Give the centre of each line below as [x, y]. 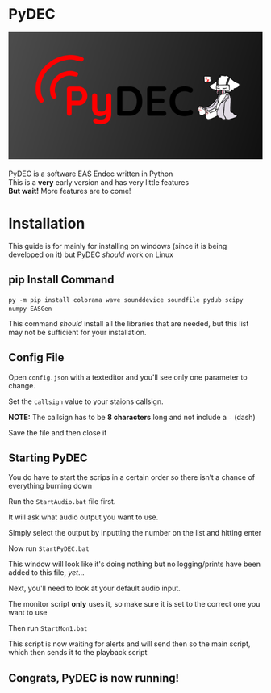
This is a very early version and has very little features [99, 182]
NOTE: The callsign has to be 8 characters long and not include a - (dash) [132, 417]
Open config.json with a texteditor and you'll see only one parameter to [128, 377]
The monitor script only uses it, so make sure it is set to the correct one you [134, 604]
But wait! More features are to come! [70, 191]
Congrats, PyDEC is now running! [94, 678]
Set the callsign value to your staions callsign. [86, 401]
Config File [36, 357]
